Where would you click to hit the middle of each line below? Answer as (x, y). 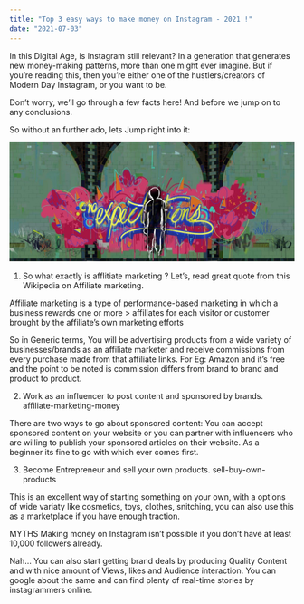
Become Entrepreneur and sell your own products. (116, 470)
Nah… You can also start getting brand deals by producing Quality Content (148, 561)
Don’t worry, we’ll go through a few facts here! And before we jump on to (145, 102)
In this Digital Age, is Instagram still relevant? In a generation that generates (150, 55)
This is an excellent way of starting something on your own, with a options (148, 497)
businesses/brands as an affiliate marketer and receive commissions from (147, 350)
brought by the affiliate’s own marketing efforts (96, 323)
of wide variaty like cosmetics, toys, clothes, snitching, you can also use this (152, 507)
